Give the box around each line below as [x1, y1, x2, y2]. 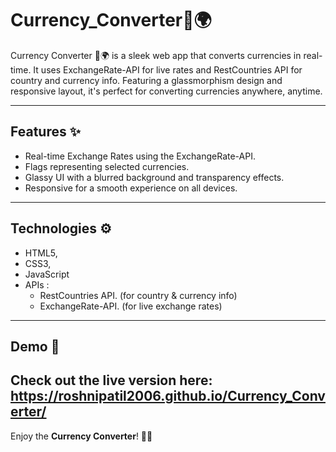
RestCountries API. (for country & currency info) [39, 289, 238, 301]
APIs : [24, 278, 50, 291]
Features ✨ [10, 123, 81, 141]
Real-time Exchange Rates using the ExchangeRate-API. [24, 150, 256, 162]
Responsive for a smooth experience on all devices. [24, 182, 238, 194]
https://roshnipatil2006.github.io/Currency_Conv [10, 388, 326, 405]
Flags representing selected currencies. [24, 160, 190, 172]
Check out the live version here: [10, 372, 213, 389]
